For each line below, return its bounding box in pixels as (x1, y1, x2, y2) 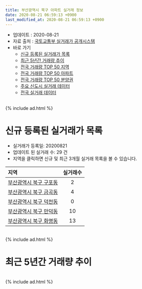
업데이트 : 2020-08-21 (12, 32, 59, 38)
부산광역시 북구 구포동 (8, 179, 58, 186)
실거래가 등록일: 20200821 (12, 143, 68, 149)
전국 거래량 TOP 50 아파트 (20, 70, 73, 76)
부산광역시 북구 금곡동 (8, 188, 58, 196)
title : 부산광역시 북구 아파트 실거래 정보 (5, 7, 84, 13)
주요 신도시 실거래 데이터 (20, 83, 70, 89)
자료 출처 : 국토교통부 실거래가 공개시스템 (12, 38, 95, 44)
